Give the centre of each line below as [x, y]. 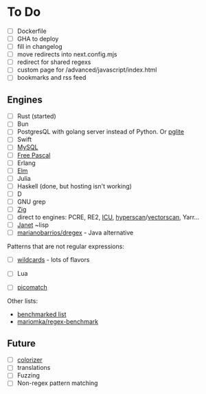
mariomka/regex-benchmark [57, 322]
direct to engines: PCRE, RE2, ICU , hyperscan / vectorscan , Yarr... [108, 217]
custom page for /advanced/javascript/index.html [87, 70]
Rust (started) [36, 116]
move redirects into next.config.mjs [67, 54]
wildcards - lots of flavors [53, 260]
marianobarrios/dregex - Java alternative [75, 233]
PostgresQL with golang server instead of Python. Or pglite [100, 132]
